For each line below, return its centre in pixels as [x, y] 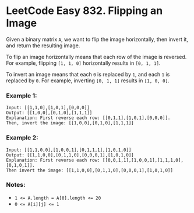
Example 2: [22, 138]
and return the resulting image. [43, 46]
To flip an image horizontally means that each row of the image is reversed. [96, 57]
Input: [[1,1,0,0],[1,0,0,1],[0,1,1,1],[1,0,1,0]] [69, 150]
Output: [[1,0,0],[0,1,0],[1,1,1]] [49, 113]
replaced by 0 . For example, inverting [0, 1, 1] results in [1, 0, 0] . [88, 81]
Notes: [16, 185]
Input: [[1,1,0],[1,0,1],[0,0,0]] [48, 108]
